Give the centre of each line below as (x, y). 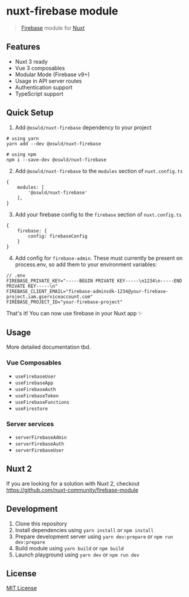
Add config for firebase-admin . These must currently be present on (99, 258)
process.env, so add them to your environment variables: (86, 264)
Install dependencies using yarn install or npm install (84, 530)
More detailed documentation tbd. (49, 347)
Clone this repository (41, 523)
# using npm (21, 154)
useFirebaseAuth (35, 389)
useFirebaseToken (37, 396)
